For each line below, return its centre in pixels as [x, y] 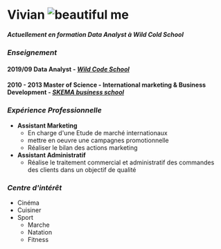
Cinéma [28, 203]
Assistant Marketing [47, 126]
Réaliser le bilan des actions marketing [82, 147]
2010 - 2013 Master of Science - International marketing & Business [107, 85]
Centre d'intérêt [35, 187]
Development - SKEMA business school [66, 92]
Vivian [26, 15]
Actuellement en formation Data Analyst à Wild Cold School [95, 34]
